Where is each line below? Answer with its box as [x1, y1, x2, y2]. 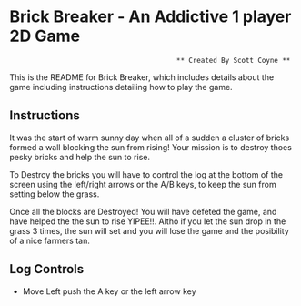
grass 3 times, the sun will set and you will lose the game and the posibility [9, 225, 289, 236]
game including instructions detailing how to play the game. [9, 81, 234, 92]
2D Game [9, 25, 80, 46]
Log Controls [9, 261, 85, 277]
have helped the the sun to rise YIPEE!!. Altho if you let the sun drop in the [9, 216, 286, 227]
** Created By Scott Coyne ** [176, 56, 291, 65]
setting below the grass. [9, 189, 100, 199]
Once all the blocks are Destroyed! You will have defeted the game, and [9, 206, 277, 217]
